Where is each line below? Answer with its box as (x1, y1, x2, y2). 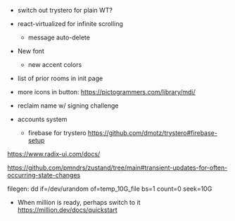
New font (17, 47, 44, 55)
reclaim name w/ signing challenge (17, 101, 119, 110)
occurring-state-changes (7, 171, 81, 179)
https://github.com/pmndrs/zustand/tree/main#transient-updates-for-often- (7, 163, 228, 172)
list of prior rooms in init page (17, 74, 103, 82)
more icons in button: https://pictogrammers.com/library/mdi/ (17, 88, 196, 96)
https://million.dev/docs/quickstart (17, 206, 118, 214)
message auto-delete (27, 33, 90, 42)
